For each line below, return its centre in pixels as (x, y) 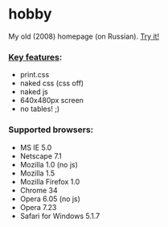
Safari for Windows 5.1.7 (60, 216)
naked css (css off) (52, 83)
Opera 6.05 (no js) (50, 199)
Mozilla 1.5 (37, 173)
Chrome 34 (39, 190)
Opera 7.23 (38, 207)
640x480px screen (52, 101)
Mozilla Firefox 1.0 (50, 181)
